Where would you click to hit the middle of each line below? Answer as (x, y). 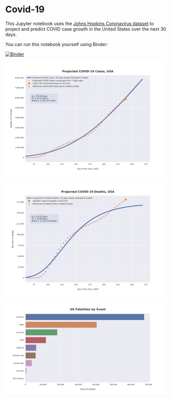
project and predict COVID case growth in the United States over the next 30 (86, 29)
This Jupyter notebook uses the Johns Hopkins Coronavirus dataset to (80, 24)
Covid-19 (25, 9)
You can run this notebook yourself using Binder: (57, 44)
